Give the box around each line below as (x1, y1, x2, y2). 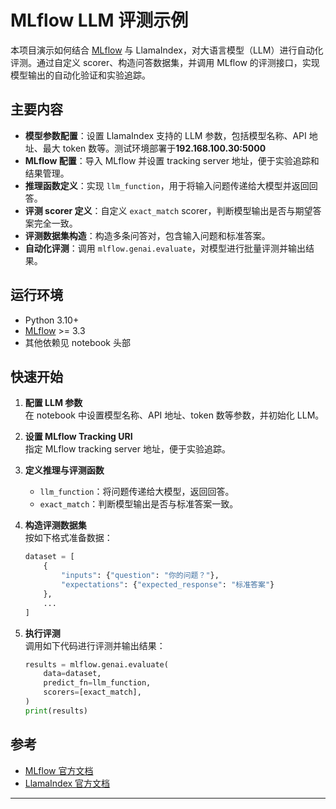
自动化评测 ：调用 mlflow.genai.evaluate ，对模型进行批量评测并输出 (24, 242, 307, 254)
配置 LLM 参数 (24, 397, 83, 409)
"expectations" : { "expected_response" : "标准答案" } (61, 580, 275, 590)
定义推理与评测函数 (24, 464, 105, 476)
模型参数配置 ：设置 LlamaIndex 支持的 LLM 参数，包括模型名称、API (24, 129, 307, 141)
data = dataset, (43, 669, 102, 679)
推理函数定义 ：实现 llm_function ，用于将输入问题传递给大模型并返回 (24, 179, 310, 191)
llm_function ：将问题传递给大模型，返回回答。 (39, 486, 235, 498)
